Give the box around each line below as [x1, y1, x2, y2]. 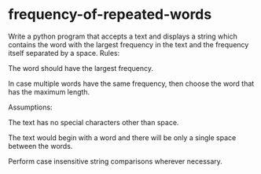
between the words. [8, 141, 73, 150]
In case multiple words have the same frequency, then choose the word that [8, 79, 255, 88]
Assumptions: [8, 102, 53, 112]
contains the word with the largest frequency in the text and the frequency [8, 39, 249, 49]
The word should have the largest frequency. [8, 63, 154, 72]
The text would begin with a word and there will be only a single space [8, 132, 237, 143]
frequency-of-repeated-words [8, 6, 212, 24]
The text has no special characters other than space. [8, 117, 179, 127]
